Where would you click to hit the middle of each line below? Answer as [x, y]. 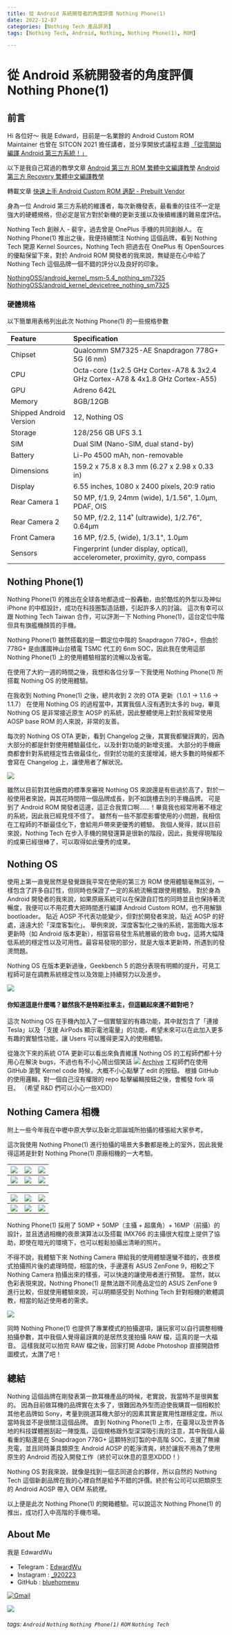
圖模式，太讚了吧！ [35, 1354]
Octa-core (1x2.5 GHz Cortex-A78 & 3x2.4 [145, 370]
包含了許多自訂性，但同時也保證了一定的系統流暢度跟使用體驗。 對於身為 [117, 891]
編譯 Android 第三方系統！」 [47, 153]
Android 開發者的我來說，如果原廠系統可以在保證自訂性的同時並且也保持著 [113, 899]
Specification [96, 338]
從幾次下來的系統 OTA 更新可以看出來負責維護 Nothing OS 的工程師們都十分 [115, 1053]
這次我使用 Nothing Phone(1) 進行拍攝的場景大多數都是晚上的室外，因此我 [112, 1145]
